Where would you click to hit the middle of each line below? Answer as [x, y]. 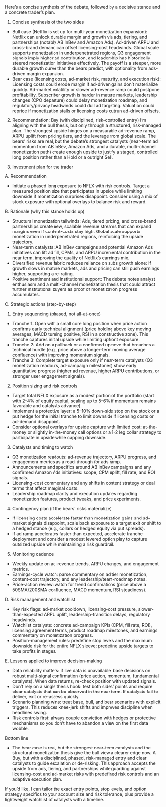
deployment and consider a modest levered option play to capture [80, 539]
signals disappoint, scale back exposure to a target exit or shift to [94, 523]
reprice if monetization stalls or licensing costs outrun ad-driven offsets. [86, 111]
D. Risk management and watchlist [40, 600]
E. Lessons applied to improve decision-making [54, 661]
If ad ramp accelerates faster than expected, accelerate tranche [77, 534]
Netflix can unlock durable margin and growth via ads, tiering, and [80, 37]
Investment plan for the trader [43, 167]
